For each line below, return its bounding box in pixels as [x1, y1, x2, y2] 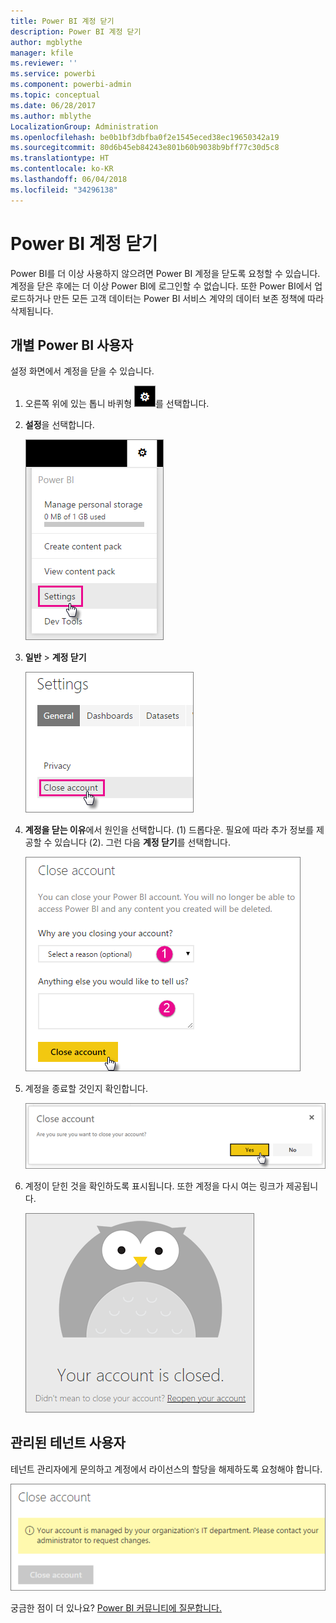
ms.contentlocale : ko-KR [10, 164, 114, 174]
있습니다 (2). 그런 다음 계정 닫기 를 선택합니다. [54, 836, 231, 849]
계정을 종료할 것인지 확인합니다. [24, 1083, 148, 1095]
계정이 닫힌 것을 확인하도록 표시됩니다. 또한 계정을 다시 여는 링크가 [24, 1180, 284, 1192]
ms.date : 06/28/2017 [10, 100, 97, 110]
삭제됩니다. [10, 305, 54, 317]
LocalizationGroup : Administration [10, 121, 159, 132]
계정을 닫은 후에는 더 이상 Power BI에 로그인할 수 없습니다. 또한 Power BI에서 [10, 280, 313, 292]
